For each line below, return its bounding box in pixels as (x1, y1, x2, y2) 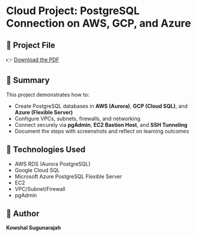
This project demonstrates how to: (6, 91, 90, 98)
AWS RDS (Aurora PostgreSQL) (14, 160, 91, 167)
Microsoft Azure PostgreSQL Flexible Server (14, 173, 122, 180)
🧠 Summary (6, 75, 50, 85)
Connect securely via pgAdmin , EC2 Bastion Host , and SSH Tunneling (14, 121, 188, 128)
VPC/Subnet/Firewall (14, 185, 66, 192)
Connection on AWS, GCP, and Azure (6, 17, 192, 30)
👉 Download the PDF (6, 56, 60, 63)
